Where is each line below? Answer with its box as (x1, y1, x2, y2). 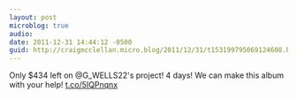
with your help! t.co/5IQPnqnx (9, 80, 118, 90)
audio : (9, 29, 34, 38)
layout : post (9, 12, 57, 22)
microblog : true (9, 21, 69, 30)
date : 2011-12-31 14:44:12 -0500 (9, 37, 133, 47)
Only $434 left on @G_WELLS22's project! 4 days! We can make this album (9, 70, 285, 80)
